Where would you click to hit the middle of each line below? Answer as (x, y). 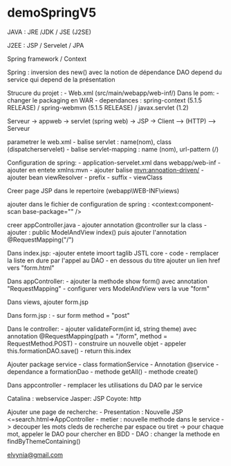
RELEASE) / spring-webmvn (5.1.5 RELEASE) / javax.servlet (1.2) (98, 107)
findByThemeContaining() (44, 441)
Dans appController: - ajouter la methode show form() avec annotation (107, 281)
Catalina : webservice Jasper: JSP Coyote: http (74, 398)
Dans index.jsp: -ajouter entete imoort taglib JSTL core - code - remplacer (113, 253)
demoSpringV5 (52, 13)
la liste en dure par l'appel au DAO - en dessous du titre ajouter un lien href (114, 260)
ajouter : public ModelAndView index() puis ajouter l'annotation (97, 232)
